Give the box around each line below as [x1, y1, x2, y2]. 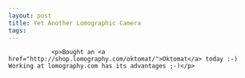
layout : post [8, 11, 52, 20]
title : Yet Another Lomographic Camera [8, 19, 142, 27]
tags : [8, 26, 26, 34]
